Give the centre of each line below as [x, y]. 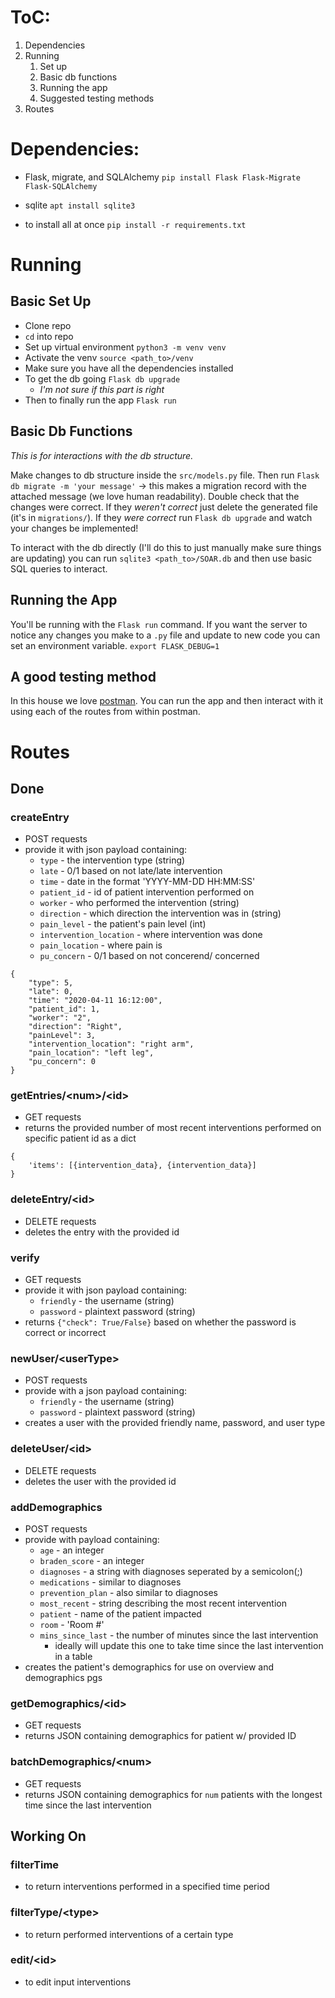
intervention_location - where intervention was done [151, 935]
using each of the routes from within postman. [105, 712]
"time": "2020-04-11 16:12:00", [95, 1001]
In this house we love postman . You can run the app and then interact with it [167, 701]
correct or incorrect [65, 1333]
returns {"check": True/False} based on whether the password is [160, 1322]
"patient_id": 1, [64, 1009]
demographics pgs [63, 1677]
